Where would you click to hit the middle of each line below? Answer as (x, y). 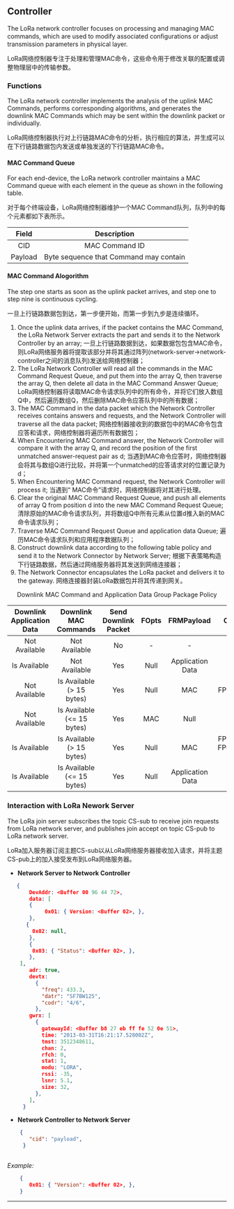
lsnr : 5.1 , (57, 1081)
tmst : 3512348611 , (68, 1041)
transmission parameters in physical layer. (68, 44)
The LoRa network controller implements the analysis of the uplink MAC (110, 101)
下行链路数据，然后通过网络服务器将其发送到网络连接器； (100, 564)
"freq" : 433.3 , (63, 990)
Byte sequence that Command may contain (115, 257)
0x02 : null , (50, 931)
